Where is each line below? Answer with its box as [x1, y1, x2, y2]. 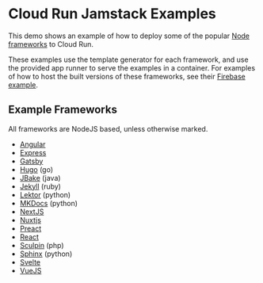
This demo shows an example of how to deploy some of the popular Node [8, 31, 250, 40]
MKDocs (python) [19, 198, 78, 208]
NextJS [19, 207, 44, 216]
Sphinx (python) [19, 249, 73, 258]
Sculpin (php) [19, 240, 65, 250]
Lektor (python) [19, 189, 71, 199]
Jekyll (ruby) [19, 182, 62, 191]
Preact [19, 224, 42, 233]
